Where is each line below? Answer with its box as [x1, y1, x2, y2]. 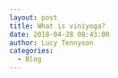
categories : [9, 47, 54, 56]
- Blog [17, 55, 42, 64]
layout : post [9, 13, 58, 22]
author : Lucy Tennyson [9, 38, 94, 48]
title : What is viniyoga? [9, 22, 105, 30]
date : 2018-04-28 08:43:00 [9, 30, 110, 39]
